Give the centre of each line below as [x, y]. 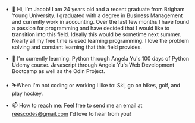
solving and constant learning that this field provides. [77, 47]
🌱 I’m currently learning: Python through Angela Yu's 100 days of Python [100, 59]
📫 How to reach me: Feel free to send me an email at [77, 105]
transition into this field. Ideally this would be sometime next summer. [96, 34]
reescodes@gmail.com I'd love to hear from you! [71, 114]
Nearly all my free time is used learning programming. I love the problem [100, 41]
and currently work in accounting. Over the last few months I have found [100, 22]
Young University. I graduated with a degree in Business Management [97, 15]
